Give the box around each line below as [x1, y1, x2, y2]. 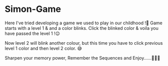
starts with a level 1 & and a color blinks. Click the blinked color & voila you [5, 25, 159, 31]
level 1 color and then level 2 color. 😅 [5, 45, 82, 51]
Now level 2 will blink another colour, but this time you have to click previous [5, 40, 163, 46]
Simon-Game [5, 3, 61, 15]
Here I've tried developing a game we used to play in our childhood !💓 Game [5, 20, 163, 26]
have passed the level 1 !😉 [5, 30, 60, 36]
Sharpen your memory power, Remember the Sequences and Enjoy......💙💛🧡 [5, 55, 160, 61]
